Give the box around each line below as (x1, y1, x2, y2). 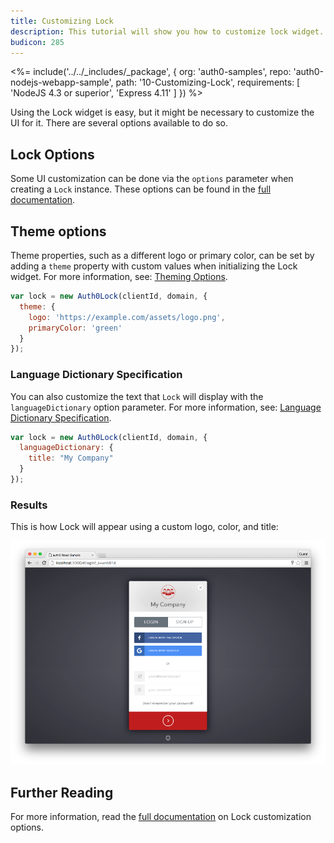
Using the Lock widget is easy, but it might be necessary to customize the (10, 106, 315, 119)
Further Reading (10, 784, 114, 801)
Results (10, 498, 48, 512)
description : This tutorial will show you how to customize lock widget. (10, 26, 325, 37)
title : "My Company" (28, 453, 114, 464)
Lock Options (10, 146, 95, 163)
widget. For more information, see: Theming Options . (10, 271, 228, 282)
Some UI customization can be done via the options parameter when (10, 173, 294, 185)
